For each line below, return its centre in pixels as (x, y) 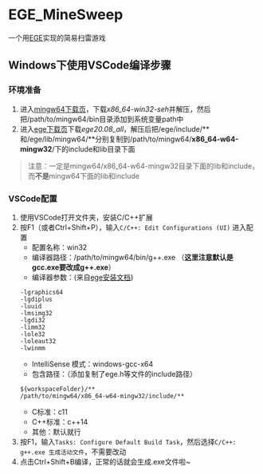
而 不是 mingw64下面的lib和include (83, 176)
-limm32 (32, 327)
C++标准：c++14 (60, 421)
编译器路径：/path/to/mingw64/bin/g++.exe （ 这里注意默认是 (132, 257)
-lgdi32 (32, 320)
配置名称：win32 (59, 247)
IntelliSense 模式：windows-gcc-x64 (92, 364)
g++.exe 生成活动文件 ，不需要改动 (73, 452)
